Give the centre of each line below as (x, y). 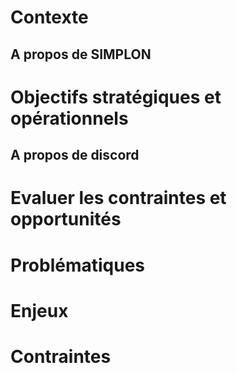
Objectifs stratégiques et (116, 97)
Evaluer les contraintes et (118, 198)
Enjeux (39, 310)
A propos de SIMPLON (81, 54)
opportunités (66, 219)
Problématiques (78, 265)
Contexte (49, 17)
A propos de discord (75, 155)
